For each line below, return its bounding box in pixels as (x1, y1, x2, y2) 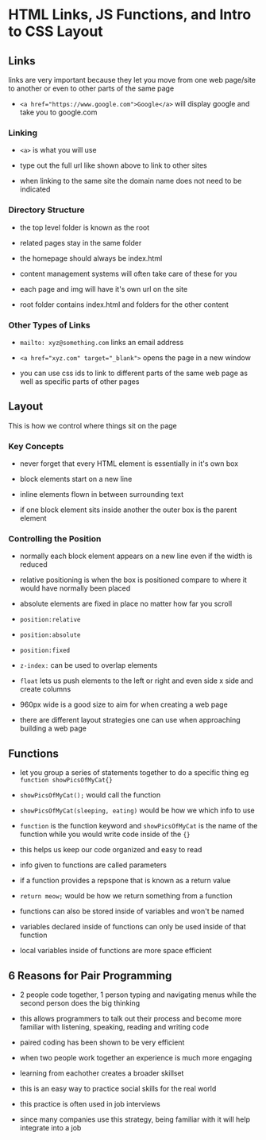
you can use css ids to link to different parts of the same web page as (19, 368, 249, 378)
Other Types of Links (8, 320, 91, 331)
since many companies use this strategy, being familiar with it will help (19, 1115, 250, 1124)
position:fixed (19, 646, 71, 655)
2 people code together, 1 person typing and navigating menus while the (19, 990, 256, 999)
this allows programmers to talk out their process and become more (19, 1014, 242, 1023)
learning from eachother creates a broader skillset (19, 1068, 184, 1078)
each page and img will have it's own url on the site (19, 284, 188, 293)
